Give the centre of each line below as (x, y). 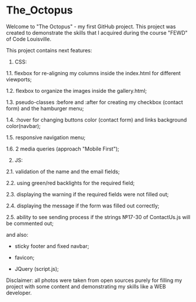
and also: (17, 234)
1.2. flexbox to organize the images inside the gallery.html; (77, 90)
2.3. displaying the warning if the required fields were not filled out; (87, 194)
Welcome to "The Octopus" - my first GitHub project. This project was (91, 26)
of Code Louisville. (29, 39)
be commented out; (30, 223)
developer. (19, 293)
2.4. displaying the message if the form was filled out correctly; (83, 206)
